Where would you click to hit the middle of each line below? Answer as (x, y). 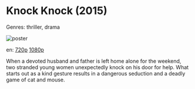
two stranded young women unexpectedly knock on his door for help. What (97, 67)
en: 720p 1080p (25, 49)
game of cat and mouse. (36, 80)
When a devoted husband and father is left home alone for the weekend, (94, 61)
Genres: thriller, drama (33, 27)
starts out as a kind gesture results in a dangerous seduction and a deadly (96, 73)
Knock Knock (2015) (57, 11)
